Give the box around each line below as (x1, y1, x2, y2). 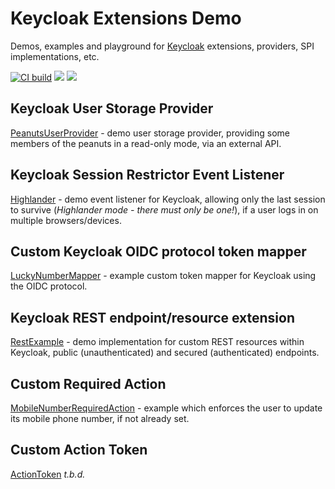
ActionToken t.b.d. (10, 468, 86, 480)
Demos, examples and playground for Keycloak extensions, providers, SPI (10, 40, 315, 52)
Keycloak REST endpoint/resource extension (10, 309, 296, 326)
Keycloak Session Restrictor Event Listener (10, 167, 285, 184)
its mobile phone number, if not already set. (10, 413, 190, 424)
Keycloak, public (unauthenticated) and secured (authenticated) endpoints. (10, 347, 320, 359)
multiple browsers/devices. (10, 214, 122, 226)
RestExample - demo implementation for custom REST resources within (10, 336, 305, 348)
